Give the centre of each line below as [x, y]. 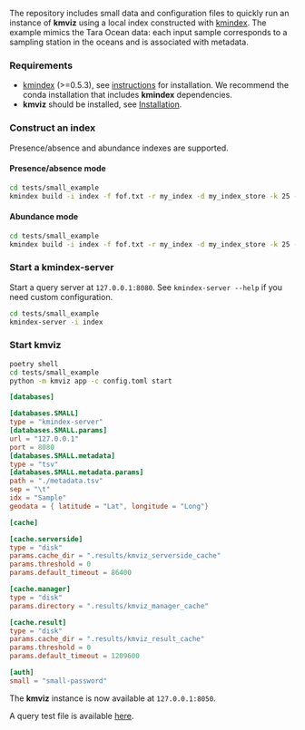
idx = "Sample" [38, 498]
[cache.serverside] [46, 539]
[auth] [22, 673]
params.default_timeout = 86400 [70, 573]
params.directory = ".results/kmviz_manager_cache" [109, 606]
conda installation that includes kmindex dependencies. [128, 95]
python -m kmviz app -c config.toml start [91, 381]
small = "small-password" [58, 681]
